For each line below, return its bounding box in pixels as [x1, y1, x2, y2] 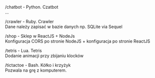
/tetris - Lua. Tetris [5, 48, 42, 53]
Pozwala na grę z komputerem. [5, 67, 67, 73]
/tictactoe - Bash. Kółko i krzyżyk [5, 62, 71, 68]
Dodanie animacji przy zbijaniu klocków [5, 53, 84, 59]
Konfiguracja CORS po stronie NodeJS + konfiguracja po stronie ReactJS [5, 38, 151, 44]
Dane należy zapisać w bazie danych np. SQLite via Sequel [5, 24, 123, 30]
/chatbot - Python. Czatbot [5, 4, 59, 10]
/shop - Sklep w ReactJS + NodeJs [5, 33, 75, 39]
